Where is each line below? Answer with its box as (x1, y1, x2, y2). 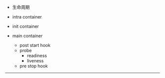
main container (12, 33, 43, 39)
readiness (27, 53, 47, 58)
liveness (27, 58, 44, 63)
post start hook (19, 42, 51, 48)
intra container (12, 14, 42, 19)
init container (12, 23, 39, 29)
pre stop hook (19, 63, 48, 69)
